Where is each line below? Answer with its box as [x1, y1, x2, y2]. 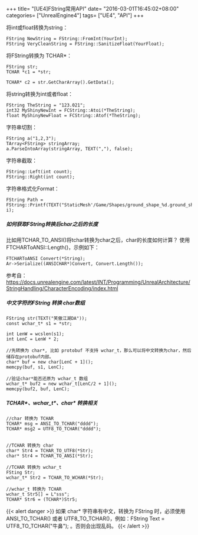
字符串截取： [6, 157, 37, 164]
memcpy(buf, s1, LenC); [6, 364, 65, 370]
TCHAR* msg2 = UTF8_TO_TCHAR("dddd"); [6, 426, 101, 432]
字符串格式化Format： [6, 185, 60, 192]
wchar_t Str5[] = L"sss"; [6, 491, 70, 497]
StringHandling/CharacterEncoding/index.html [6, 284, 118, 291]
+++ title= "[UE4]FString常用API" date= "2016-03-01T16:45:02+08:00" [6, 5, 179, 12]
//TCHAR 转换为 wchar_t [6, 464, 62, 470]
